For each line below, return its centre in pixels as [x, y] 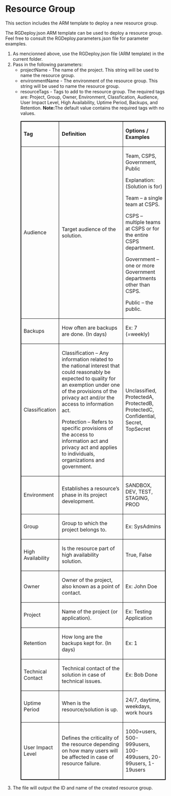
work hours [139, 712]
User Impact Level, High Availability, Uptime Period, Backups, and [89, 102]
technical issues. [82, 681]
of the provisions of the [90, 391]
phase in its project [84, 494]
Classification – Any [85, 353]
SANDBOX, [138, 485]
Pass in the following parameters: [48, 64]
